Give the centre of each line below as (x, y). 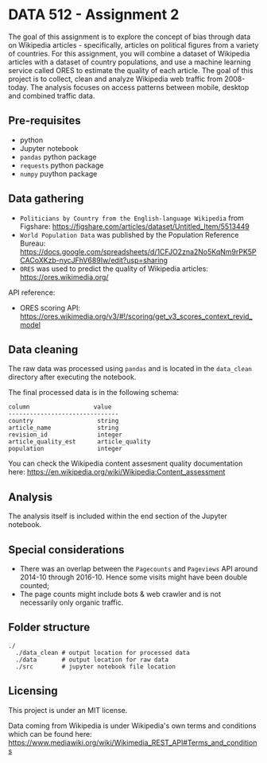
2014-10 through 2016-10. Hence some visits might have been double (133, 577)
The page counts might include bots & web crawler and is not (120, 594)
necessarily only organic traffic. (72, 602)
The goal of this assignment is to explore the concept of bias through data (130, 37)
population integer (66, 449)
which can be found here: (50, 734)
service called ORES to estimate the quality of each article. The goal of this (131, 70)
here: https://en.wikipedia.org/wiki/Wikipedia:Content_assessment (117, 472)
